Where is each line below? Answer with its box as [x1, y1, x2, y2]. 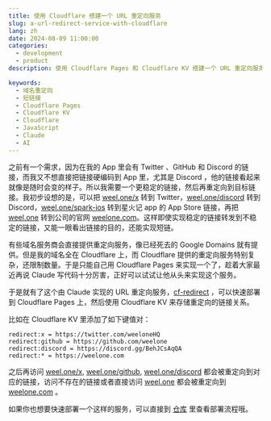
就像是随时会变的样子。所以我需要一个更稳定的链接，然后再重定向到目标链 [8, 182, 256, 192]
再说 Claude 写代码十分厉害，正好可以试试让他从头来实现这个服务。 [15, 269, 241, 279]
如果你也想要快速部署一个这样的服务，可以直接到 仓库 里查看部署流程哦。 [8, 404, 252, 414]
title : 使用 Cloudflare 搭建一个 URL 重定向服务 [8, 11, 161, 20]
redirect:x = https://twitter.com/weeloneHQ [8, 330, 161, 339]
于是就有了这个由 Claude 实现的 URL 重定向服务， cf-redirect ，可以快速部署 [8, 287, 261, 297]
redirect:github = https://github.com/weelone [8, 337, 168, 345]
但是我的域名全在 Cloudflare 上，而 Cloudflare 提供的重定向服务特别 [22, 249, 248, 259]
